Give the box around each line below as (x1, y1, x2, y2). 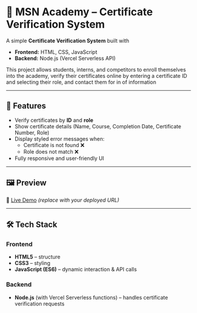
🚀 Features (6, 101, 46, 111)
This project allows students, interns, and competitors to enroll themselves (6, 66, 186, 73)
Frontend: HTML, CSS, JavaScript (14, 48, 98, 55)
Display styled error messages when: (14, 135, 104, 142)
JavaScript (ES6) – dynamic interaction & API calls (14, 266, 137, 273)
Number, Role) (14, 129, 50, 136)
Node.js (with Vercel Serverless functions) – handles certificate (14, 294, 168, 301)
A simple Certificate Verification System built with (6, 37, 130, 44)
